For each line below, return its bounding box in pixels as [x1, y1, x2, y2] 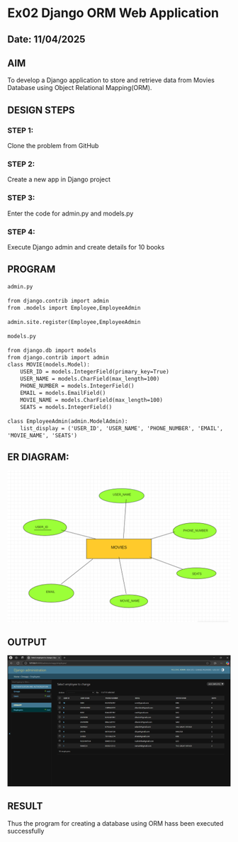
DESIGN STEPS [7, 104, 76, 116]
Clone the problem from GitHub [7, 142, 99, 150]
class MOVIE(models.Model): [7, 361, 91, 368]
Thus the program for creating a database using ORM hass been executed [7, 819, 224, 827]
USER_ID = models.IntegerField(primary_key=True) [20, 368, 170, 375]
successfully [7, 826, 45, 835]
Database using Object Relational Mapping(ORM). [7, 84, 152, 92]
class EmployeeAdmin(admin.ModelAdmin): [7, 417, 129, 425]
